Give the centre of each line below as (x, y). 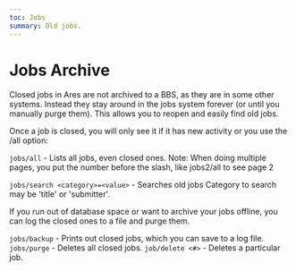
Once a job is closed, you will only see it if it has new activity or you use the (148, 131)
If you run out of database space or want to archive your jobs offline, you (144, 212)
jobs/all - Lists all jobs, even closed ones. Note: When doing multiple (138, 158)
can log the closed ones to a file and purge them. (100, 221)
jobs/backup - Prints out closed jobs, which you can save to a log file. (137, 239)
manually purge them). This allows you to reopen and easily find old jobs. (144, 114)
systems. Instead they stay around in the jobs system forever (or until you (144, 105)
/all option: (29, 140)
